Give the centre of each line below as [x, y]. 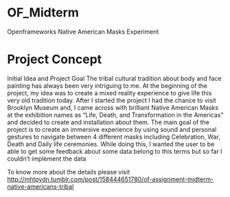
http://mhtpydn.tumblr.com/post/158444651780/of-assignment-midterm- [111, 179]
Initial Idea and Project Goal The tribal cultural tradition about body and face [114, 78]
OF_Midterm [43, 13]
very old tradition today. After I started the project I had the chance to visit [112, 100]
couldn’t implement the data [47, 159]
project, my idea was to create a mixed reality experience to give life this [110, 93]
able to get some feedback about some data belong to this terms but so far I [115, 151]
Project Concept [55, 59]
